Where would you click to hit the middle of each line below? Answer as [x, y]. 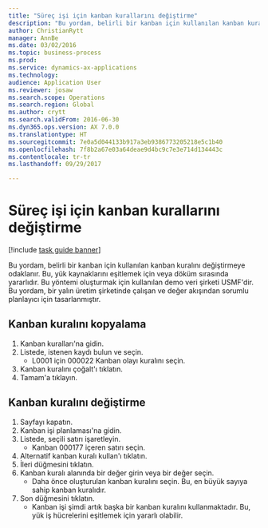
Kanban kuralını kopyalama [77, 324]
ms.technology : [33, 75]
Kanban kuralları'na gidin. [62, 343]
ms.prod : [23, 61]
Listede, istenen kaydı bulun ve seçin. [81, 351]
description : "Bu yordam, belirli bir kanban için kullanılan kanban [126, 23]
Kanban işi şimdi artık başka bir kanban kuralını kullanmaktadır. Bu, [141, 506]
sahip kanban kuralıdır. [69, 490]
